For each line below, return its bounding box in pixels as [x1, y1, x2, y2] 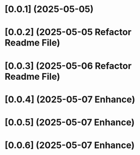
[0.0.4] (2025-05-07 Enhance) [5, 94, 135, 105]
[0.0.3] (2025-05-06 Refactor [5, 60, 132, 71]
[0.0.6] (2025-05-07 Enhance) [5, 139, 135, 151]
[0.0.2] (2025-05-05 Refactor [5, 27, 131, 38]
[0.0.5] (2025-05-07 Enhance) [5, 116, 135, 128]
